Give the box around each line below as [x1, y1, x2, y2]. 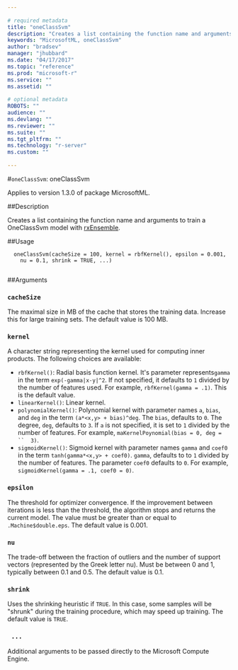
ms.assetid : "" [7, 83, 52, 90]
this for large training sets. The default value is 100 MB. [7, 315, 169, 324]
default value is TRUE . [7, 615, 69, 623]
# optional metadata [7, 96, 69, 103]
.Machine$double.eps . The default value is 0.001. [7, 521, 149, 529]
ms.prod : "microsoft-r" [7, 69, 78, 76]
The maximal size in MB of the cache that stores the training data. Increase [7, 307, 226, 316]
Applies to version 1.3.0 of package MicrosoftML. [7, 188, 150, 197]
